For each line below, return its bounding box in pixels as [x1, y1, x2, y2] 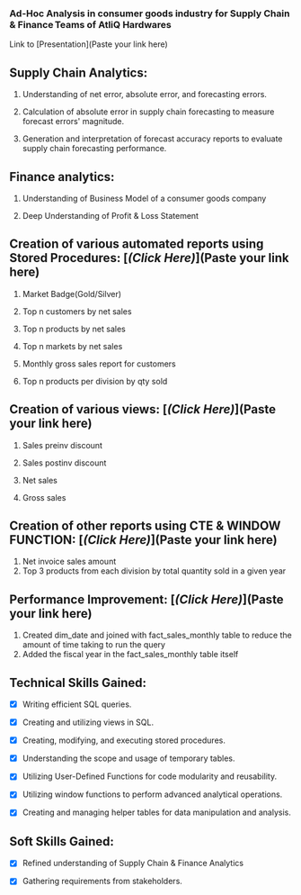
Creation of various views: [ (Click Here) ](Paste [9, 402, 277, 417]
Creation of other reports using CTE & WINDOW [9, 518, 281, 533]
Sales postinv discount [22, 457, 107, 468]
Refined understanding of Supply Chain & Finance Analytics [22, 858, 244, 869]
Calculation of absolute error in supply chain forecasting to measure [22, 106, 275, 117]
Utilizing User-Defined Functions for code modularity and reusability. [22, 771, 277, 782]
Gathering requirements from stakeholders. [22, 876, 182, 887]
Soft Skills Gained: [9, 834, 115, 849]
